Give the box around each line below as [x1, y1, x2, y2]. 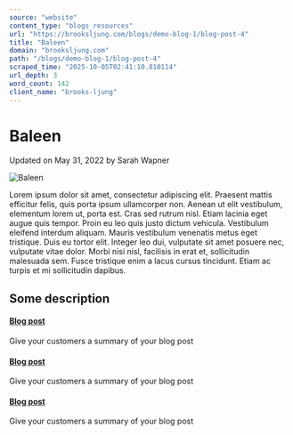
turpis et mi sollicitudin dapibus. [9, 265, 126, 276]
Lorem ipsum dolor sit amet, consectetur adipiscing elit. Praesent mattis [9, 189, 273, 200]
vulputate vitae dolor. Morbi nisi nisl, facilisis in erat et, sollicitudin [9, 246, 250, 257]
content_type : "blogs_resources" [9, 21, 134, 30]
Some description [9, 291, 110, 306]
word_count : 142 [9, 79, 69, 88]
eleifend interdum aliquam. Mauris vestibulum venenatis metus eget [9, 228, 258, 238]
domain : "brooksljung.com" [9, 46, 110, 55]
